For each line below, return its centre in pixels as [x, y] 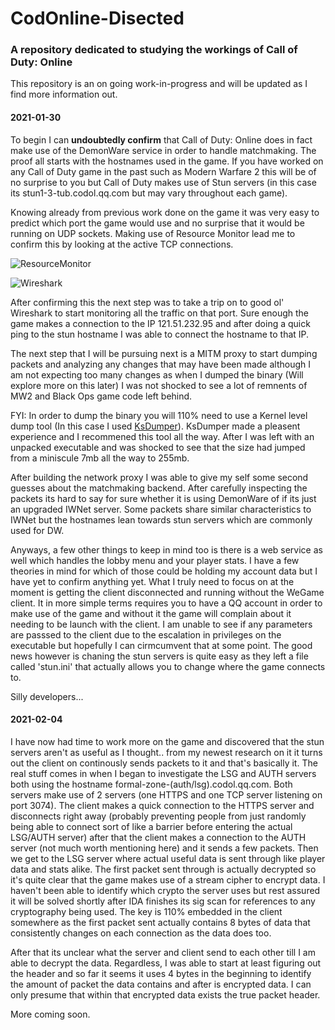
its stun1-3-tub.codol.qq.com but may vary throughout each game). [149, 193]
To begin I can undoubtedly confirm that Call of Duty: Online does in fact [161, 139]
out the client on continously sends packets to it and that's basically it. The [164, 763]
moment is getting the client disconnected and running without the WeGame [167, 592]
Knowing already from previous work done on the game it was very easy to [165, 212]
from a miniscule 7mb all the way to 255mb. [100, 458]
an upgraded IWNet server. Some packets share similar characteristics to [161, 509]
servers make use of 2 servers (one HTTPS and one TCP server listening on [166, 794]
